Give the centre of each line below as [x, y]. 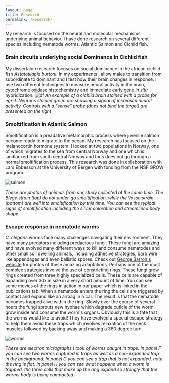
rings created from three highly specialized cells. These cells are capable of [84, 275]
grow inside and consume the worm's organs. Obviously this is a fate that [81, 312]
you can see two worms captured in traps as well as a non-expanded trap [82, 354]
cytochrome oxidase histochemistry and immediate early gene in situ [77, 90]
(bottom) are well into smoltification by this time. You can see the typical [80, 203]
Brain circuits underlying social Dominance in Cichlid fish [77, 57]
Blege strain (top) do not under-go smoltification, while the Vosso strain [79, 198]
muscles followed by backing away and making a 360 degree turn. [74, 329]
